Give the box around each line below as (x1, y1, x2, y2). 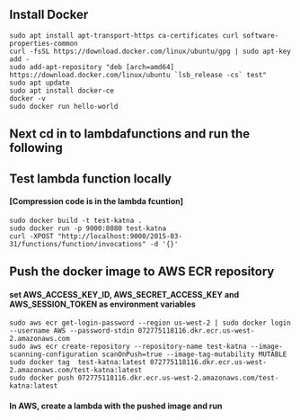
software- (242, 31, 279, 40)
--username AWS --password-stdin (9, 326, 135, 335)
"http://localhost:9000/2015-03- (57, 231, 182, 241)
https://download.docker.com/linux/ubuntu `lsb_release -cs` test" (9, 70, 268, 79)
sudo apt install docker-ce (9, 85, 115, 95)
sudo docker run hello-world (9, 102, 119, 111)
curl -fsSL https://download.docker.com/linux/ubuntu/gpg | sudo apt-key (9, 47, 292, 56)
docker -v (9, 94, 47, 103)
